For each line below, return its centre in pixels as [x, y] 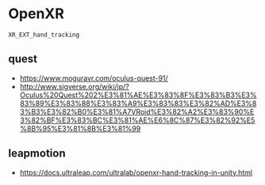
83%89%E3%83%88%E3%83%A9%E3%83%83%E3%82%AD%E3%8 [138, 103]
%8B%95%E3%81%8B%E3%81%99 [80, 128]
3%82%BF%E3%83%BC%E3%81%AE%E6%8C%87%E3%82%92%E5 [137, 120]
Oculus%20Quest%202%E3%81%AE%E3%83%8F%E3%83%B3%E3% [138, 95]
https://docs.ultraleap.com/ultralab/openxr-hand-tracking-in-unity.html [136, 172]
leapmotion [37, 154]
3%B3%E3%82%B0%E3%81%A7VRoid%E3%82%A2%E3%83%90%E [137, 111]
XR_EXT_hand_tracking [44, 35]
